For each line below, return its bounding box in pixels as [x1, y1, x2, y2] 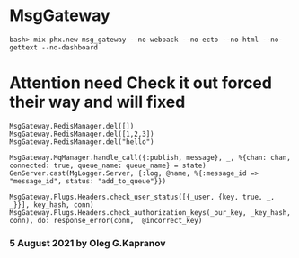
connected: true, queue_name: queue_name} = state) [9, 161, 207, 170]
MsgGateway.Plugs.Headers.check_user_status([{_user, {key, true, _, [9, 192, 276, 201]
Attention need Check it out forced [9, 73, 272, 93]
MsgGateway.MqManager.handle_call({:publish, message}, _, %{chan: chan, [9, 153, 292, 162]
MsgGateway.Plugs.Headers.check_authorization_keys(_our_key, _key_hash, [9, 208, 292, 217]
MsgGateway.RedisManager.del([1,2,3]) [9, 129, 154, 138]
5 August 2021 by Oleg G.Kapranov [9, 236, 166, 249]
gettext [9, 42, 39, 52]
